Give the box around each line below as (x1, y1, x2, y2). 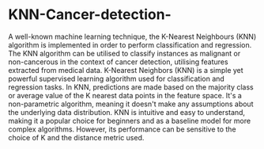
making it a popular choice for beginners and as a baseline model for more (8, 116, 251, 125)
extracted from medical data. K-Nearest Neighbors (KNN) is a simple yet (8, 65, 243, 74)
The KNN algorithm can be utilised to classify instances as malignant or (8, 48, 241, 58)
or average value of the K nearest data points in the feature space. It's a (8, 90, 243, 100)
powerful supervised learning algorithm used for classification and (8, 74, 225, 83)
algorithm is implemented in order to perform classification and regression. (8, 40, 252, 49)
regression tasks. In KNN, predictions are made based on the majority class (8, 82, 255, 92)
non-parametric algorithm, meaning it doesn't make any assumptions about (8, 99, 254, 109)
